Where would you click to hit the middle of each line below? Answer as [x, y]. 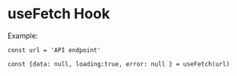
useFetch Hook [59, 14]
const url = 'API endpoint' [54, 50]
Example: [23, 36]
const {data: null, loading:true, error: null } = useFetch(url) [118, 64]
